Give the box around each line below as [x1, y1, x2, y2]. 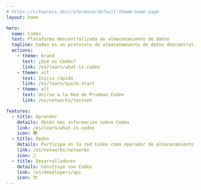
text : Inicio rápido [22, 75, 74, 81]
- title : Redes [11, 136, 50, 142]
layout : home [6, 14, 39, 20]
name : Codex [11, 30, 42, 36]
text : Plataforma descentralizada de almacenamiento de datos [11, 36, 170, 42]
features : [6, 108, 31, 114]
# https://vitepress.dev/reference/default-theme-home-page [6, 8, 160, 15]
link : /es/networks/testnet [22, 97, 93, 103]
